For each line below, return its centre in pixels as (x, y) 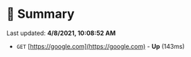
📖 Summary (40, 14)
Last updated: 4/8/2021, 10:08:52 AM (61, 33)
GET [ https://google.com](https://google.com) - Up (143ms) (100, 46)
